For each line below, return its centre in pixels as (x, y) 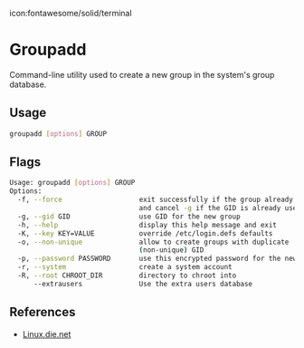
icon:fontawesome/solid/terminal (71, 13)
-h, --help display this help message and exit (147, 225)
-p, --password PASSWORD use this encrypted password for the (149, 259)
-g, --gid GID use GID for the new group (129, 217)
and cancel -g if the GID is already (210, 208)
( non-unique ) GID (171, 250)
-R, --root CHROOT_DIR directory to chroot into (127, 275)
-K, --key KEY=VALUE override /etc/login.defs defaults (145, 233)
